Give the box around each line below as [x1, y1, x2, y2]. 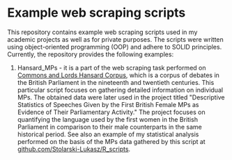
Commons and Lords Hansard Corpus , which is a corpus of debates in [17, 71, 219, 79]
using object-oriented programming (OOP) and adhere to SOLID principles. [7, 42, 222, 51]
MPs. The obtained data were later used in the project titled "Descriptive [17, 93, 225, 102]
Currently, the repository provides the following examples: [7, 50, 174, 58]
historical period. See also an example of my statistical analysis [17, 130, 199, 138]
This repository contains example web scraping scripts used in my [7, 28, 198, 36]
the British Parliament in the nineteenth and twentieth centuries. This [17, 78, 215, 86]
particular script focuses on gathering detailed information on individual [17, 86, 224, 94]
